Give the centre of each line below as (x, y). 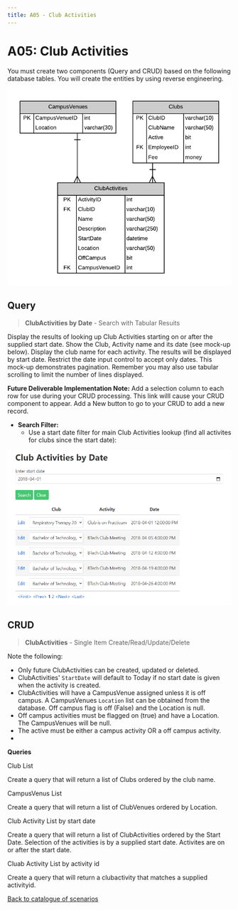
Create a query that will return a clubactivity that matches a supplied (108, 877)
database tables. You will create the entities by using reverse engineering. (115, 78)
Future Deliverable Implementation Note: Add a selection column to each (116, 388)
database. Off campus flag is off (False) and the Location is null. (111, 708)
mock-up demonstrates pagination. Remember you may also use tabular (113, 367)
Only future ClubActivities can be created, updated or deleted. (109, 670)
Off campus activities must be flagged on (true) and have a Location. (118, 715)
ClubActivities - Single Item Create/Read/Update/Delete (107, 642)
